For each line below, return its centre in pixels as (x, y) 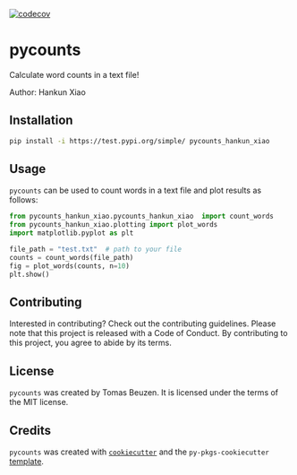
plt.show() (30, 274)
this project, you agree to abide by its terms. (90, 343)
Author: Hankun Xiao (48, 92)
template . (27, 461)
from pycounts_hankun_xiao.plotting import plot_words (114, 225)
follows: (24, 200)
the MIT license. (39, 402)
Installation (41, 121)
